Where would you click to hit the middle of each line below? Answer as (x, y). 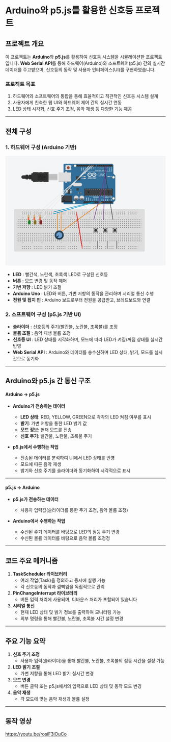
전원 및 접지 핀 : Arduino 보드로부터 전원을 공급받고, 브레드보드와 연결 (81, 300)
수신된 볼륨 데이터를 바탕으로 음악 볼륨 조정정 (65, 538)
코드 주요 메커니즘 (32, 561)
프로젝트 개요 (25, 44)
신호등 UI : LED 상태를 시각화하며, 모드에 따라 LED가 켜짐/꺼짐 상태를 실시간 (88, 339)
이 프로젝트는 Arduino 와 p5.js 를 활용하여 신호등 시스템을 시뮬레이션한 (75, 57)
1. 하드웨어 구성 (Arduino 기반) (41, 147)
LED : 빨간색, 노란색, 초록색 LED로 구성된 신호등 (60, 275)
